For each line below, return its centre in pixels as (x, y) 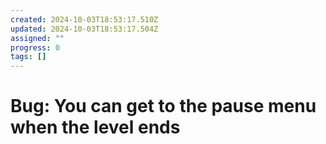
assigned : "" (37, 38)
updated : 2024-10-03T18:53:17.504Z (84, 29)
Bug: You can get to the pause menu (163, 106)
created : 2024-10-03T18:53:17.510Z (84, 19)
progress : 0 (35, 47)
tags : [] (28, 57)
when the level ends (95, 127)
